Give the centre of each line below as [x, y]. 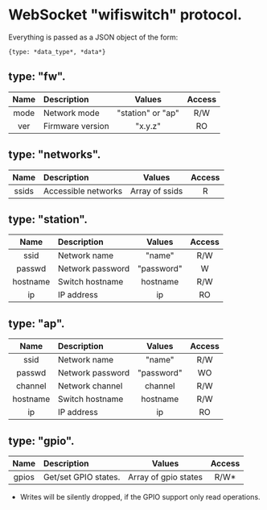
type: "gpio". [41, 441]
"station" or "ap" [148, 113]
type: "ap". [37, 323]
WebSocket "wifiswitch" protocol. [125, 15]
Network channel [90, 386]
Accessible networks [83, 191]
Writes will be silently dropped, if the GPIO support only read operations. [140, 497]
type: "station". [48, 219]
